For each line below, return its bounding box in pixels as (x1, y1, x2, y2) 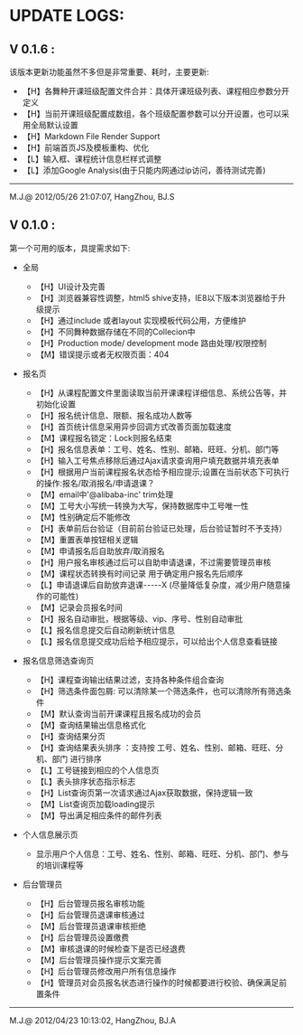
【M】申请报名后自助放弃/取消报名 (35, 545, 165, 556)
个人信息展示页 (22, 829, 78, 840)
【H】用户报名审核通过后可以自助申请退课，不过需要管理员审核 (35, 557, 271, 568)
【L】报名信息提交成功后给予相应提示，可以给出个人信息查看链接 (35, 635, 278, 646)
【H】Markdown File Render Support (22, 131, 161, 141)
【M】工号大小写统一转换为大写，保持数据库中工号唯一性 (35, 500, 250, 511)
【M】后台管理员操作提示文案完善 (35, 955, 162, 965)
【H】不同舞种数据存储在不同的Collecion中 (35, 326, 196, 337)
